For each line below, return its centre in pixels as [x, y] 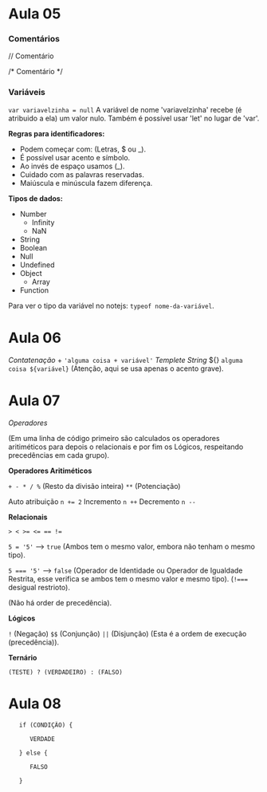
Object [31, 273]
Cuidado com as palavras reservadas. [82, 174]
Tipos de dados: [36, 198]
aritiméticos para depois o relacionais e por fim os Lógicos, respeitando [126, 447]
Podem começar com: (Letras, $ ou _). [82, 149]
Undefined [37, 265]
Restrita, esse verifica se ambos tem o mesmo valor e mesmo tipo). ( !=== [128, 578]
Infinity [43, 222]
